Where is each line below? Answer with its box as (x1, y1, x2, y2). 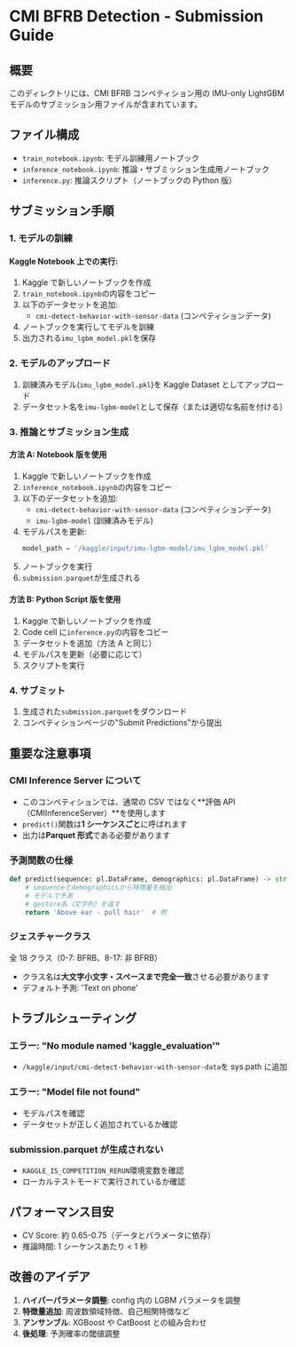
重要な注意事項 (9, 746, 91, 761)
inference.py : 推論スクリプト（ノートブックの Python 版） (21, 175, 238, 186)
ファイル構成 (9, 127, 80, 143)
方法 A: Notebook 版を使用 (9, 449, 107, 460)
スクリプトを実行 (21, 660, 85, 670)
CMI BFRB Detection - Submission (9, 6, 264, 27)
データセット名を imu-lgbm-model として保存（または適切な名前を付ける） (21, 401, 288, 412)
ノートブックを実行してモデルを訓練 (21, 321, 155, 332)
